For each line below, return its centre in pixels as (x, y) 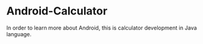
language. (19, 34)
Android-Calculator (57, 11)
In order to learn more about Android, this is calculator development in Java (102, 28)
